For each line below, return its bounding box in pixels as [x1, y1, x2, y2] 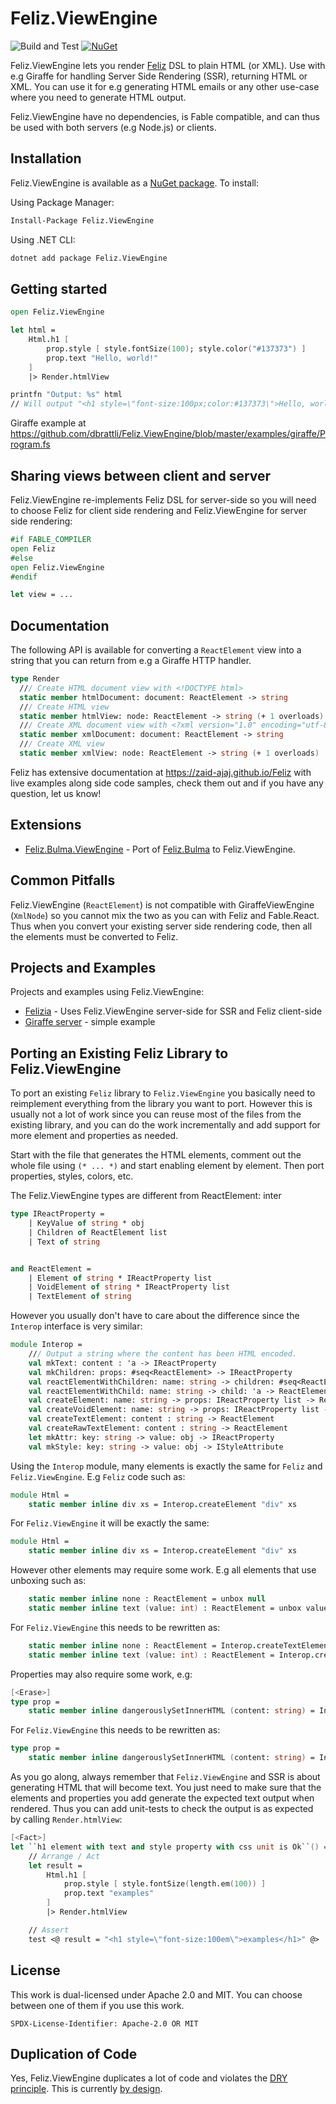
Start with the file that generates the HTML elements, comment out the [10, 1149, 302, 1161]
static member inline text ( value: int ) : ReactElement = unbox [28, 1603, 302, 1614]
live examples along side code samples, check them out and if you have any [10, 777, 324, 789]
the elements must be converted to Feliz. [10, 930, 179, 942]
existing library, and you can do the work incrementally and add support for [10, 1119, 321, 1131]
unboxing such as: [10, 1575, 87, 1587]
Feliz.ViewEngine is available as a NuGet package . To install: [10, 177, 260, 189]
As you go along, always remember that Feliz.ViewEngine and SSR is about [10, 1771, 321, 1783]
